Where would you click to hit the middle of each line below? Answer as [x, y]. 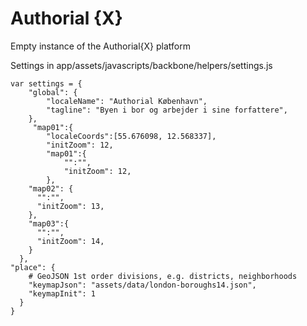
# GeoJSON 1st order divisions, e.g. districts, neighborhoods [163, 276]
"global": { [53, 92]
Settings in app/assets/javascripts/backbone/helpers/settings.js [141, 65]
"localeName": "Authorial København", [127, 101]
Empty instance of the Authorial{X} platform [100, 46]
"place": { [33, 267]
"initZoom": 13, [70, 206]
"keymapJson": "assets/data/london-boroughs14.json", [142, 285]
